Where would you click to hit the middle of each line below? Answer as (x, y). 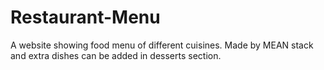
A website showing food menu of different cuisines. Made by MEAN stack (162, 45)
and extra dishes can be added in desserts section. (116, 55)
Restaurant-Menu (85, 17)
